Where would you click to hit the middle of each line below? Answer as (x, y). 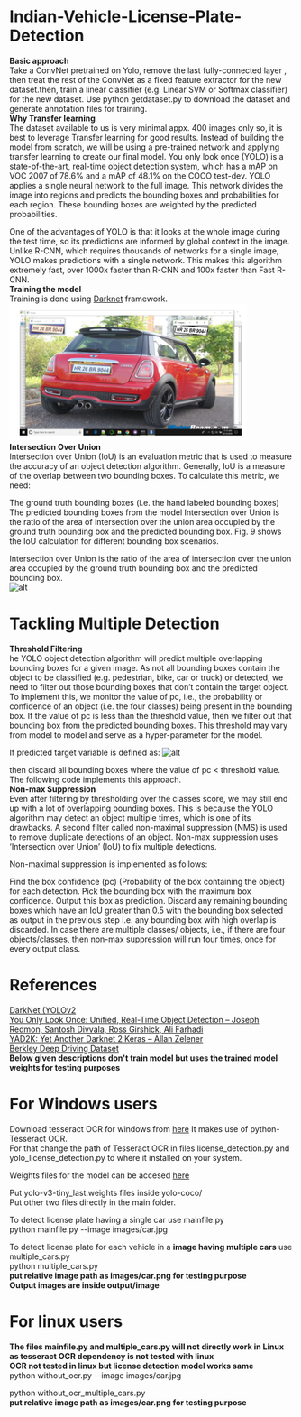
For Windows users (83, 1104)
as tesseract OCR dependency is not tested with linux (112, 1356)
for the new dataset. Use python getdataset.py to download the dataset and (150, 99)
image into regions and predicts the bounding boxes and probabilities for (144, 195)
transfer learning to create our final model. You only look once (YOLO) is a (146, 156)
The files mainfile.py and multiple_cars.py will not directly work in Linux (147, 1347)
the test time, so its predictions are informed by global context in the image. (150, 241)
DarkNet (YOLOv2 (43, 1010)
